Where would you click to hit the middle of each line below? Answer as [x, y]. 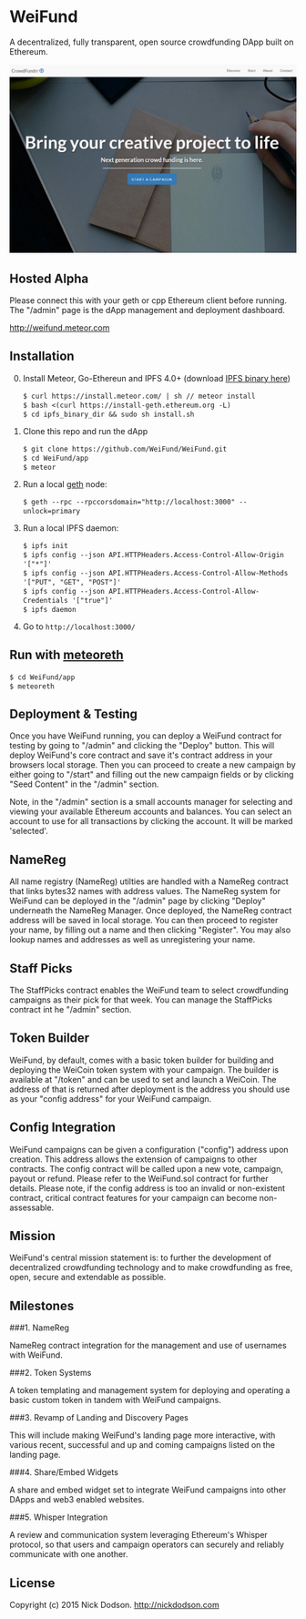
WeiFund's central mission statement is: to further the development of [140, 1258]
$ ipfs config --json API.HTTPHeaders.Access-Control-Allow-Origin [153, 555]
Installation [42, 356]
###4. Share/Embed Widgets [64, 1472]
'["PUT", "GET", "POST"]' [71, 582]
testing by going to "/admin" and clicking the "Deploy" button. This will [142, 746]
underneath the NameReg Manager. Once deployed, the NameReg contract [151, 911]
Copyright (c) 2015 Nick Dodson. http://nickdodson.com [115, 1605]
